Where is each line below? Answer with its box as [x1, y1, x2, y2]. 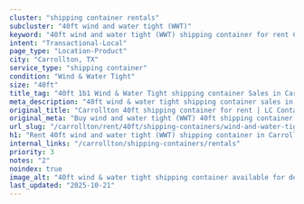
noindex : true [9, 164, 63, 173]
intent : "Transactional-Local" [9, 38, 128, 48]
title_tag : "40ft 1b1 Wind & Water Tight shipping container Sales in [9, 88, 281, 97]
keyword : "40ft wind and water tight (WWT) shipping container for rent [9, 30, 290, 39]
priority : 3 [9, 147, 54, 156]
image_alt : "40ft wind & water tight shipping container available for [9, 172, 285, 181]
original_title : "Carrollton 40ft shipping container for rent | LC [9, 106, 273, 115]
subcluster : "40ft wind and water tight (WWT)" [9, 22, 193, 31]
